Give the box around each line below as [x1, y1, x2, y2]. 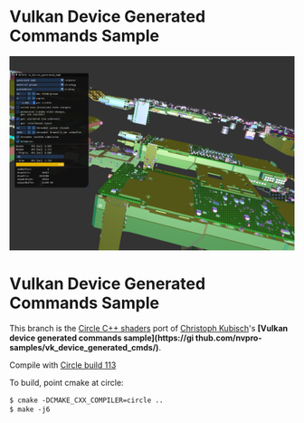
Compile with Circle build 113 [9, 360, 117, 370]
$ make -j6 [9, 405, 51, 414]
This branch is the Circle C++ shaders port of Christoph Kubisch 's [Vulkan [9, 322, 289, 333]
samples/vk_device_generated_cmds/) [9, 341, 159, 352]
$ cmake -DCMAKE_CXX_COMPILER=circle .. [9, 396, 165, 405]
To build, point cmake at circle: [9, 377, 124, 388]
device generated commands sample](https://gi [9, 332, 195, 343]
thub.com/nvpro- [195, 332, 262, 343]
